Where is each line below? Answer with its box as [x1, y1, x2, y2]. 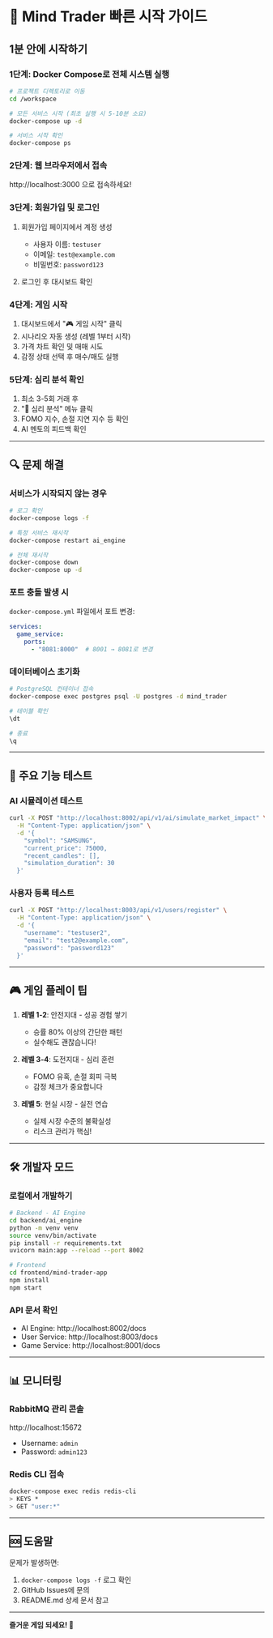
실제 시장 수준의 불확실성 [32, 1116, 112, 1126]
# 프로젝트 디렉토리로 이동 [9, 87, 85, 96]
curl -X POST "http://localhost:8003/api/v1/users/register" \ [9, 906, 228, 915]
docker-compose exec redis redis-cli [9, 1487, 137, 1495]
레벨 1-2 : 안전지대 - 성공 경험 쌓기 [20, 1010, 128, 1020]
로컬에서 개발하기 [9, 1190, 73, 1201]
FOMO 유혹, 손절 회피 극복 [32, 1072, 117, 1081]
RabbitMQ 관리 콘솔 [9, 1403, 84, 1414]
